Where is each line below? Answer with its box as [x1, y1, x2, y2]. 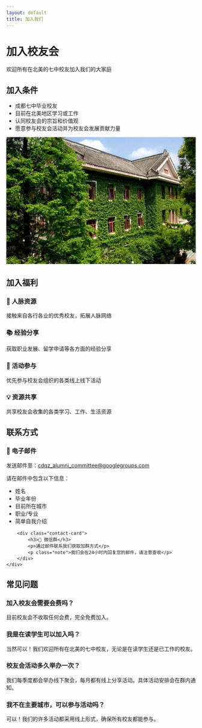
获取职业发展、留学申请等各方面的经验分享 [6, 345, 112, 353]
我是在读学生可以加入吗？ [6, 630, 81, 639]
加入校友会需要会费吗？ [6, 598, 74, 607]
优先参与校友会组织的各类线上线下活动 [6, 377, 101, 384]
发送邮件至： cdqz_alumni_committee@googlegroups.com [6, 462, 150, 469]
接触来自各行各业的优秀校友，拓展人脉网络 [6, 312, 112, 319]
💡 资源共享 [6, 393, 37, 401]
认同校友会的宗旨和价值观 [14, 118, 79, 125]
